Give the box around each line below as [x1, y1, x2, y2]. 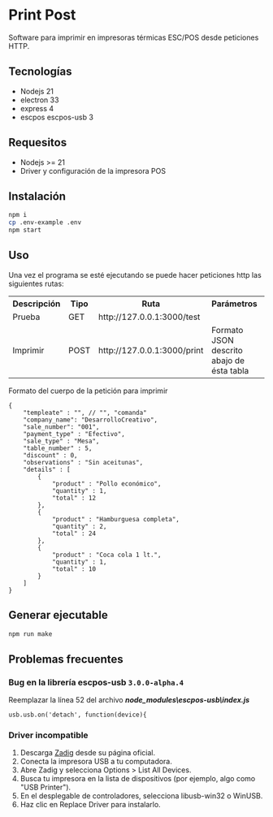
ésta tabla [210, 365, 249, 376]
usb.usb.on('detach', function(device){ [8, 711, 148, 720]
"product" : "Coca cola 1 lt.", [51, 551, 162, 559]
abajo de [210, 355, 245, 366]
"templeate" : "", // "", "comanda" [23, 408, 148, 417]
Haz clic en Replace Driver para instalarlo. [19, 800, 161, 810]
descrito [210, 344, 244, 356]
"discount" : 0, [23, 451, 79, 460]
